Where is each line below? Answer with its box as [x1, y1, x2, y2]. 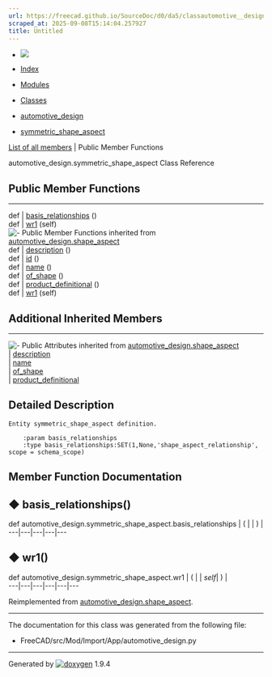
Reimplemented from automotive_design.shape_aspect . [8, 596, 193, 607]
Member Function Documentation [8, 470, 182, 484]
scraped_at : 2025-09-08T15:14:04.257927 [8, 19, 147, 28]
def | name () [8, 262, 53, 272]
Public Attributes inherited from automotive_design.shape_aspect [21, 341, 240, 350]
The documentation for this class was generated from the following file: [8, 620, 247, 629]
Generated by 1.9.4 [8, 658, 111, 668]
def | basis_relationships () [8, 211, 97, 221]
